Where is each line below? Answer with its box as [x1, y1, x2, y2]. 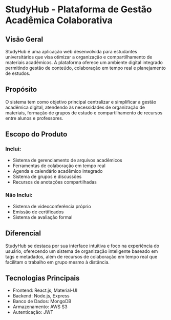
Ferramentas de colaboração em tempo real [12, 163, 106, 169]
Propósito [5, 85, 37, 94]
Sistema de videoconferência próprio [12, 203, 91, 209]
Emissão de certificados [12, 209, 64, 215]
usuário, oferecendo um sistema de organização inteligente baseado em [5, 248, 158, 254]
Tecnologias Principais [5, 274, 80, 283]
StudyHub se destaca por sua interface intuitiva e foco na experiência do [5, 243, 160, 249]
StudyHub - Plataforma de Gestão [5, 4, 152, 15]
